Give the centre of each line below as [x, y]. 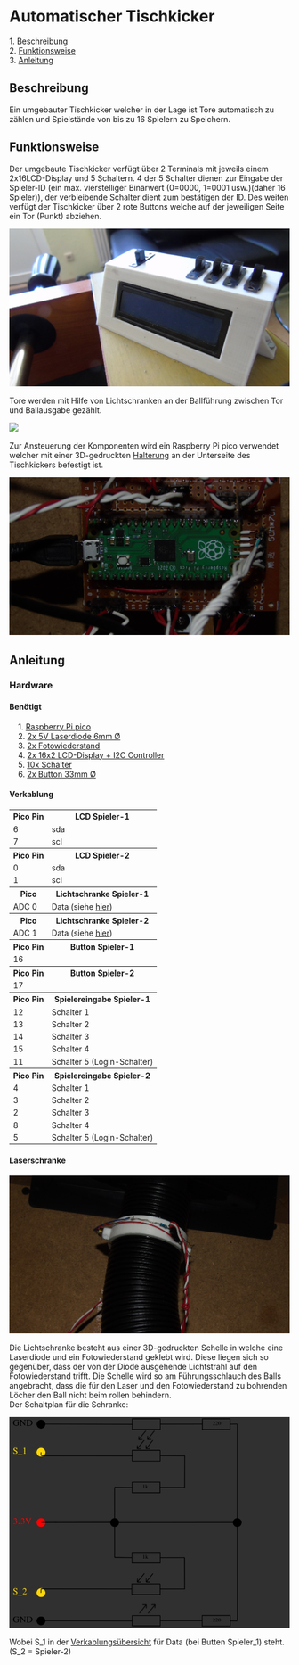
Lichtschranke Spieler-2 [102, 920]
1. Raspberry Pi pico [54, 726]
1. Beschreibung [39, 41]
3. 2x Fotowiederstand [59, 746]
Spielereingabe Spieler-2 [102, 1076]
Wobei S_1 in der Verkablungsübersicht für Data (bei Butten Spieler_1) [136, 1642]
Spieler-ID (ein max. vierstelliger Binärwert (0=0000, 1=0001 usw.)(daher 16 [148, 187]
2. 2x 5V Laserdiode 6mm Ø [69, 736]
